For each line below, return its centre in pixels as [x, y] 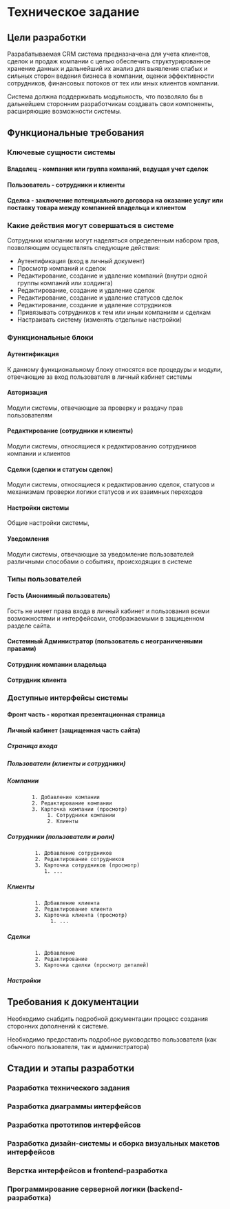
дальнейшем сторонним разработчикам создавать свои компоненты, [111, 104]
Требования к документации [73, 1002]
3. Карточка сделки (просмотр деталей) [92, 965]
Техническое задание [73, 12]
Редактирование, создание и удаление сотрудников [94, 305]
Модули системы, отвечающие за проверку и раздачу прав [95, 408]
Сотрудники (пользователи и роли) [61, 836]
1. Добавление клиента [67, 903]
